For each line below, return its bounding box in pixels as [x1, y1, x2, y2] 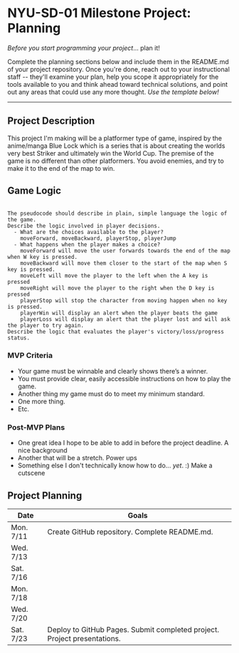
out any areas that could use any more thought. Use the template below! [7, 87, 219, 96]
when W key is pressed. [7, 253, 78, 260]
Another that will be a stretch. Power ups [17, 454, 137, 462]
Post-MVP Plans [7, 422, 65, 432]
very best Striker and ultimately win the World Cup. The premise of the [7, 149, 215, 157]
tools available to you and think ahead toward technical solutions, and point [7, 80, 228, 88]
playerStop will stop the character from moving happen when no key [20, 297, 228, 304]
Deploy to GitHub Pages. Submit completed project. [47, 625, 220, 635]
